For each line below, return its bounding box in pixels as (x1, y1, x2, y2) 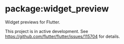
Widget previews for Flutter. (5, 19, 60, 25)
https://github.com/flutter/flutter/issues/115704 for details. (5, 33, 120, 39)
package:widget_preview (5, 3, 109, 14)
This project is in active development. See (5, 28, 88, 34)
